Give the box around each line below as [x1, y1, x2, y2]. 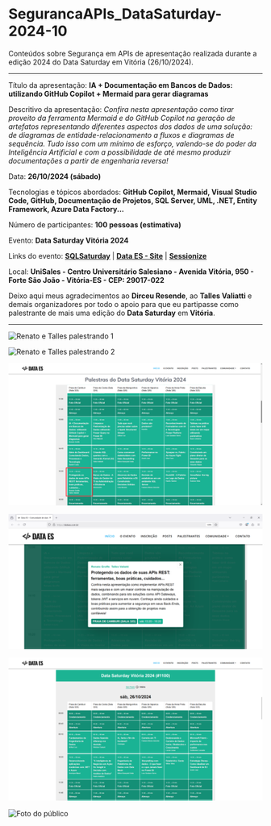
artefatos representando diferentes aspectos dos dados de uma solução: [8, 122, 252, 131]
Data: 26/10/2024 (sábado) [8, 171, 102, 181]
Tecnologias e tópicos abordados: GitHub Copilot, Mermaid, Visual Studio [8, 187, 257, 197]
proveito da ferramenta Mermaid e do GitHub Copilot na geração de [8, 113, 236, 122]
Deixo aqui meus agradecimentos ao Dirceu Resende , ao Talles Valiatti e [8, 291, 252, 301]
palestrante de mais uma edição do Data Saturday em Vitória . [8, 308, 215, 318]
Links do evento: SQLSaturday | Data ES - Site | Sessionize [8, 251, 207, 260]
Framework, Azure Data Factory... [8, 204, 125, 214]
